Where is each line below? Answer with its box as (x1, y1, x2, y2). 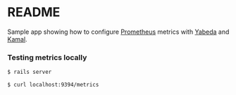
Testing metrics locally (7, 52, 87, 62)
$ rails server (7, 68, 52, 76)
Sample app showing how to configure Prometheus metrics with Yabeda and (7, 27, 230, 36)
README (7, 4, 61, 20)
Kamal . (7, 34, 27, 43)
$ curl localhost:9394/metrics (7, 82, 99, 89)
